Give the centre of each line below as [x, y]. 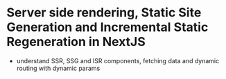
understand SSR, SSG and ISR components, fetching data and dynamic [118, 60]
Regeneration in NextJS [76, 42]
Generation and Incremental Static [107, 27]
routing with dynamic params [58, 68]
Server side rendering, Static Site [104, 13]
